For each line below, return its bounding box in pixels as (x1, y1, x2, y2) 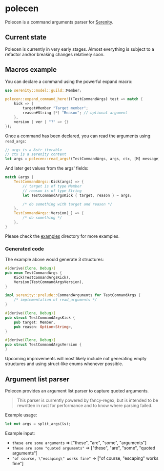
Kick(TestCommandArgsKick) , (14, 275, 71, 280)
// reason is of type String (22, 188, 82, 193)
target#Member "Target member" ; (22, 106, 89, 111)
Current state (5, 33, 47, 41)
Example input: (5, 430, 35, 436)
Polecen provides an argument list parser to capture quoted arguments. (5, 388, 149, 393)
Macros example (5, 65, 57, 74)
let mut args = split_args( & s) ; (5, 421, 71, 426)
